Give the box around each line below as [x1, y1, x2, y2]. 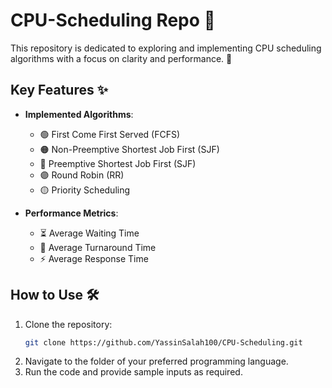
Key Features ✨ [10, 82, 108, 99]
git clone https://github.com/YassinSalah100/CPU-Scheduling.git [24, 337, 303, 348]
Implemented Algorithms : [24, 108, 134, 120]
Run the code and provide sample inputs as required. [24, 366, 243, 378]
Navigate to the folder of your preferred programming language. [24, 355, 289, 368]
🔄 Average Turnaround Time [39, 241, 157, 253]
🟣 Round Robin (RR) [39, 169, 125, 181]
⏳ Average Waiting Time [39, 227, 140, 239]
